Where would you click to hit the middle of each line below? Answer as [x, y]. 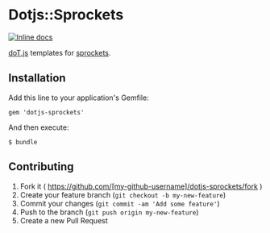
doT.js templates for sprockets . [60, 52]
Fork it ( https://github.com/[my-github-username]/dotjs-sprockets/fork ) [141, 186]
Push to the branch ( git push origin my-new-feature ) [109, 212]
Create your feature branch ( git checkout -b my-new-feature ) [123, 194]
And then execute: [39, 127]
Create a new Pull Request [64, 220]
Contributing [41, 167]
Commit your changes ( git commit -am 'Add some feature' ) [120, 203]
